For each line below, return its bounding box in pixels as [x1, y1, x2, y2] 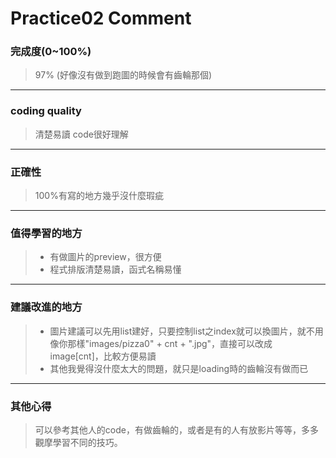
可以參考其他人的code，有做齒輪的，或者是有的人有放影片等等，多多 [34, 423, 319, 436]
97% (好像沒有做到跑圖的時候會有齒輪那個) [34, 69, 213, 81]
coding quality [10, 104, 82, 118]
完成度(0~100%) [10, 45, 92, 59]
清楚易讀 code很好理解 [34, 128, 129, 140]
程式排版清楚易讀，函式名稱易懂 [49, 263, 182, 276]
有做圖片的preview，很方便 [49, 251, 162, 263]
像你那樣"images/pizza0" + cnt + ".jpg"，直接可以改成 [49, 337, 273, 349]
